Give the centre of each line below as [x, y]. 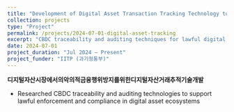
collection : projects [39, 20]
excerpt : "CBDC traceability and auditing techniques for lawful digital [117, 40]
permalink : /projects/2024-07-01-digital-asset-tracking [92, 33]
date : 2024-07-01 [32, 46]
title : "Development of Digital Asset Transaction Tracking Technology [113, 14]
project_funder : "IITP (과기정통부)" [58, 59]
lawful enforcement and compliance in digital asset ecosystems [109, 101]
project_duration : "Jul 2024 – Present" [67, 53]
